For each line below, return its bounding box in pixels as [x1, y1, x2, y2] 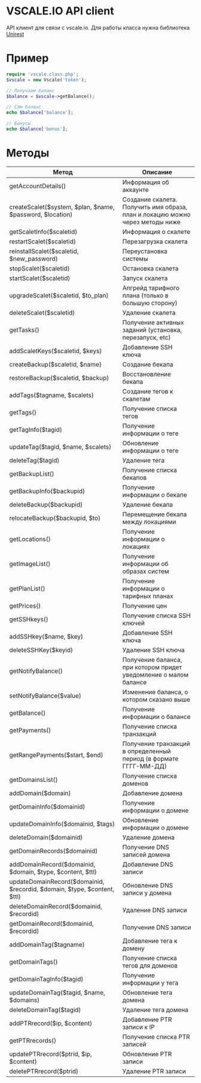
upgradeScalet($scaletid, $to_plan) [9, 291, 109, 299]
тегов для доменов [122, 961, 178, 970]
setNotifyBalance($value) [9, 691, 82, 700]
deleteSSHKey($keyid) [9, 646, 74, 654]
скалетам [122, 395, 151, 403]
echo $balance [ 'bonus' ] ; [6, 126, 68, 132]
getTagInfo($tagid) [9, 425, 63, 434]
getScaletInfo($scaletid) [9, 227, 78, 236]
